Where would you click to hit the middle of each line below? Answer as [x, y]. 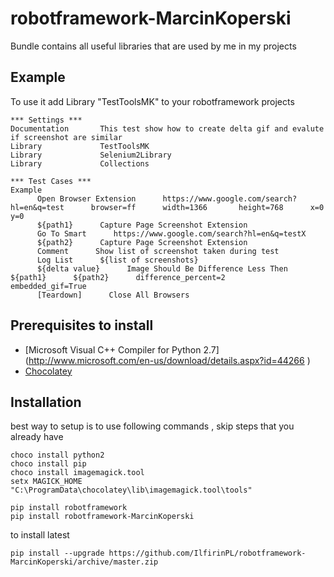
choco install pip [48, 464]
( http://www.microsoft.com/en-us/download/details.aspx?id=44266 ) [167, 360]
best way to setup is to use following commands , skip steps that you [152, 426]
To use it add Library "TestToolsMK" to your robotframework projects [152, 101]
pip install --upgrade [57, 553]
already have [37, 437]
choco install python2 [57, 455]
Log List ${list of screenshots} [117, 260]
